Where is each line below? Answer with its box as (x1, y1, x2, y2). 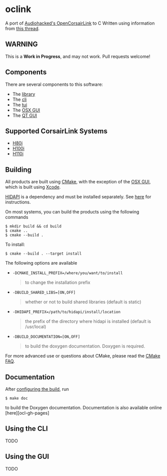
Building (5, 165, 32, 174)
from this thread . (5, 25, 40, 31)
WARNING (5, 40, 38, 49)
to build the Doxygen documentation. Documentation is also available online (5, 405, 162, 410)
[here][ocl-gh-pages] (5, 410, 49, 416)
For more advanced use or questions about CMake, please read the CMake (5, 353, 160, 359)
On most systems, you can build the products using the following (5, 209, 139, 215)
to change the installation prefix (25, 280, 91, 286)
